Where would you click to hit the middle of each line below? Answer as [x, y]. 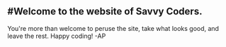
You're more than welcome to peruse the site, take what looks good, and [113, 28]
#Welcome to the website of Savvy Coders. [105, 12]
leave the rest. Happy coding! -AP [57, 36]
